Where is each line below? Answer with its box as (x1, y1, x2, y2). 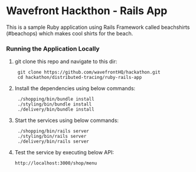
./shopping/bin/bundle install (17, 96, 94, 102)
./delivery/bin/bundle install (17, 107, 94, 113)
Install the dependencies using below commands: (14, 85, 136, 92)
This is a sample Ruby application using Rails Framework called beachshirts (6, 24, 190, 31)
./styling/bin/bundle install (17, 101, 92, 107)
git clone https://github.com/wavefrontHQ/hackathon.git (17, 70, 161, 75)
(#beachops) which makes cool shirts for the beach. (6, 29, 133, 37)
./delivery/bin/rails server (17, 138, 90, 145)
